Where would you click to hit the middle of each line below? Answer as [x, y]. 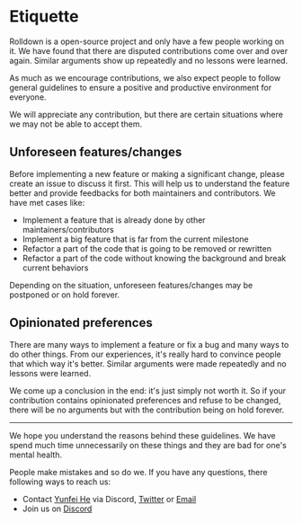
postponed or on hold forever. [64, 295]
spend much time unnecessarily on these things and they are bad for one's [148, 445]
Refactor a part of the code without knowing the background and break [154, 258]
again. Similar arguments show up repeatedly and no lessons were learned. [149, 60]
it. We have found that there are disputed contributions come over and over [149, 50]
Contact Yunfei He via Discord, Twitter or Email [109, 499]
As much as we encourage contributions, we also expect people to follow [145, 77]
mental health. [36, 455]
